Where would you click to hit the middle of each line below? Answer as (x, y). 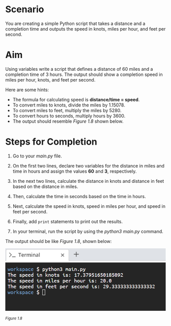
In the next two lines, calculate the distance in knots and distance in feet (88, 181)
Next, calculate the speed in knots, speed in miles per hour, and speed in (89, 206)
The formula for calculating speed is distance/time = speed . (76, 99)
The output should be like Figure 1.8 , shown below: (59, 241)
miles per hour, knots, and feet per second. (50, 79)
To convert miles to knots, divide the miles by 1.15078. (69, 105)
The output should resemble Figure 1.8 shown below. (68, 121)
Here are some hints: (27, 90)
